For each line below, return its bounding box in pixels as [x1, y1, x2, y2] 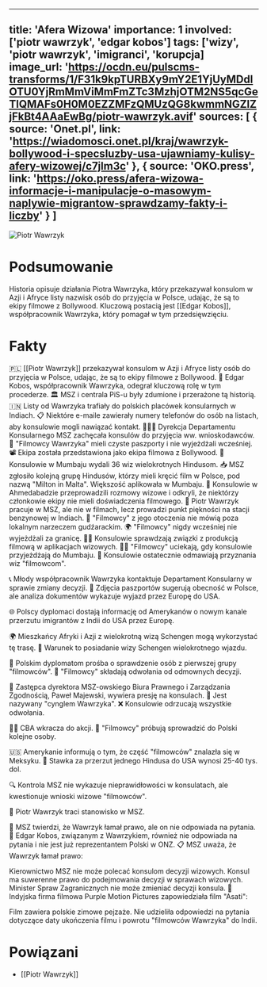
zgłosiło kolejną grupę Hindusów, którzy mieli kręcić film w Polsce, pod [9, 471, 241, 480]
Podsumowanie [9, 258, 113, 276]
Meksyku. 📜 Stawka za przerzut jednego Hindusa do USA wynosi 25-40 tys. [9, 756, 258, 765]
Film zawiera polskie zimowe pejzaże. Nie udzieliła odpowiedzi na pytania [9, 907, 250, 916]
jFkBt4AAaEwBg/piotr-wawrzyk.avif [9, 110, 193, 124]
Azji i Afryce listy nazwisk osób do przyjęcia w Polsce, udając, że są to [9, 293, 240, 302]
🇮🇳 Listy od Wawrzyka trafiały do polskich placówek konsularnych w [9, 401, 236, 411]
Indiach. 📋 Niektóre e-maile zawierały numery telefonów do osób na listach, [9, 410, 259, 420]
